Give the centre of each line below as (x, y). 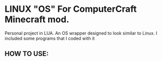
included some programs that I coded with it (50, 38)
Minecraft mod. (37, 19)
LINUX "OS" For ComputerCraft (71, 9)
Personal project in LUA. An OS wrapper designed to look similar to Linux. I (81, 33)
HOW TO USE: (27, 54)
